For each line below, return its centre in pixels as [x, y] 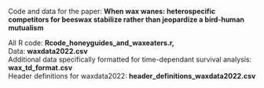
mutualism [26, 28]
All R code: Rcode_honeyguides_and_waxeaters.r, [91, 43]
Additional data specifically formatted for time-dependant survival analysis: [130, 59]
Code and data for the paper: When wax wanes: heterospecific [112, 11]
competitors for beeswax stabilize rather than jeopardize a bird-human [126, 19]
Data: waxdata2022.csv [48, 51]
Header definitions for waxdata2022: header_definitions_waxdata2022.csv [132, 76]
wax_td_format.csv [40, 68]
